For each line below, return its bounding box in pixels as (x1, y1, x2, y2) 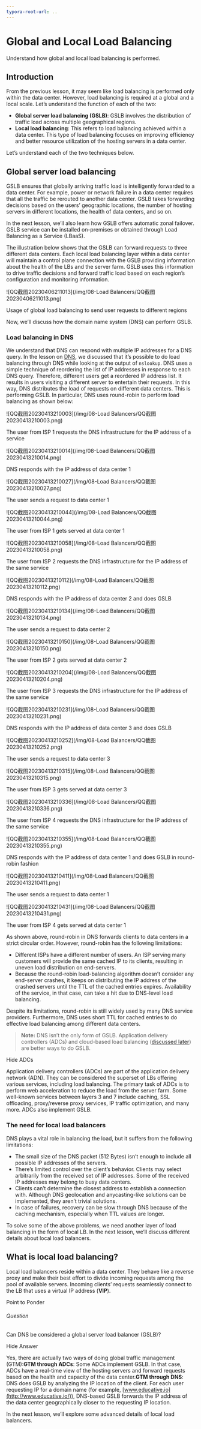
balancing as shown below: (6, 398, 74, 405)
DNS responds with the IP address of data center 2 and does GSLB (6, 595, 172, 602)
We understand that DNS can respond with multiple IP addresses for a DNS (6, 347, 192, 354)
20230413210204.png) (6, 676, 63, 683)
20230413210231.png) (6, 713, 62, 720)
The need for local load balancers (6, 1121, 106, 1130)
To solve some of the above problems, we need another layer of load (6, 1221, 176, 1229)
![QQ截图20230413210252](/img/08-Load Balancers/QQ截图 (6, 737, 156, 744)
